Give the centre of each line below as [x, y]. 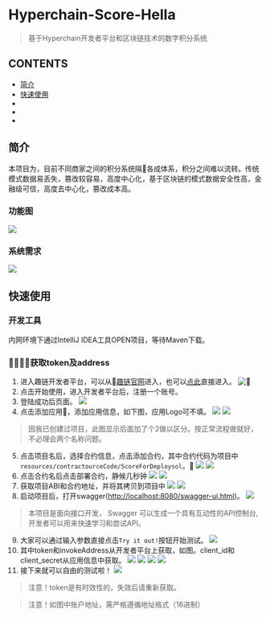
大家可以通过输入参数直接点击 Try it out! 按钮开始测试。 [114, 541]
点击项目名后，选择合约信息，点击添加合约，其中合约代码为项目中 [129, 456]
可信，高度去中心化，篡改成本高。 [78, 188]
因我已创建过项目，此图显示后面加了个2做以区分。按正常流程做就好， [143, 429]
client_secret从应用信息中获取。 [73, 561]
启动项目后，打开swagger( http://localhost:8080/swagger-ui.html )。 [132, 496]
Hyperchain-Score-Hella [92, 15]
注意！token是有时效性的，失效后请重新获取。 [104, 587]
